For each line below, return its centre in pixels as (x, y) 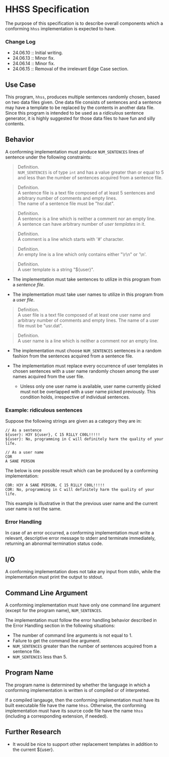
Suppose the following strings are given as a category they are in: (73, 421)
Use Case (21, 85)
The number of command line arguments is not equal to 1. (72, 635)
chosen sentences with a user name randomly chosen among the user (86, 371)
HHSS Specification (47, 9)
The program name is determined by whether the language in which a (78, 685)
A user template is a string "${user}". (56, 269)
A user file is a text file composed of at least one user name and (84, 315)
